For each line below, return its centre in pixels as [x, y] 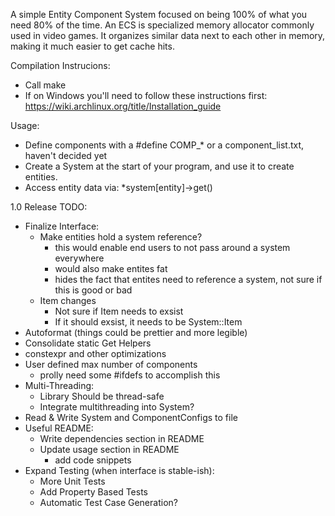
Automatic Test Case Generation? [108, 502]
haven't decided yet [66, 155]
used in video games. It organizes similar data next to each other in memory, [168, 35]
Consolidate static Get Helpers [88, 343]
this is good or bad [93, 290]
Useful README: [59, 428]
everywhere [79, 258]
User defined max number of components [111, 364]
